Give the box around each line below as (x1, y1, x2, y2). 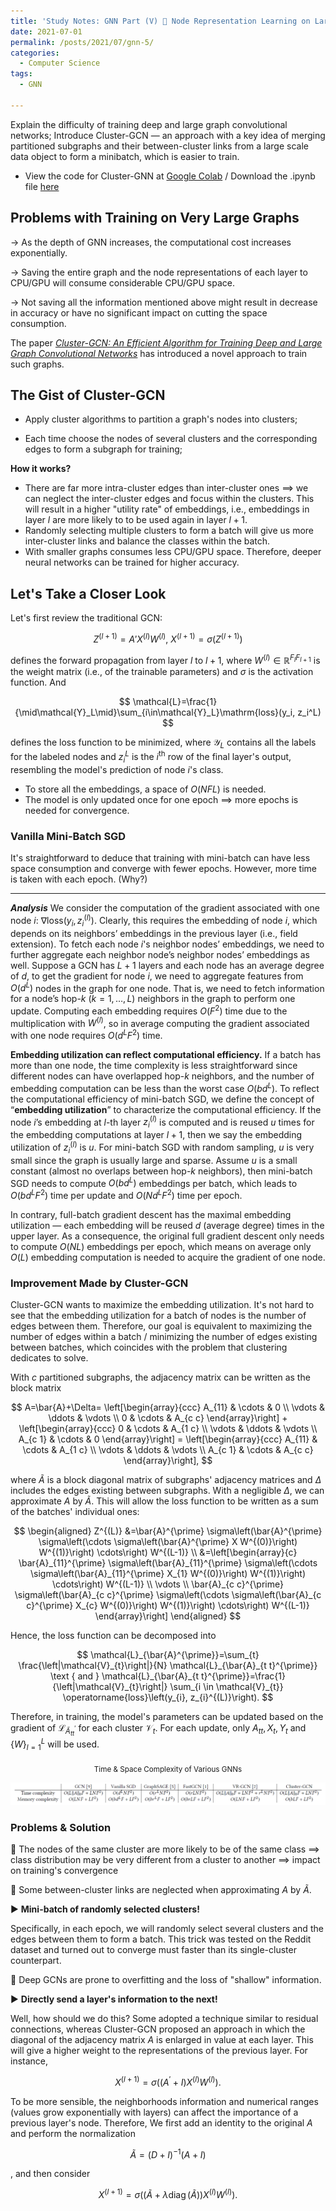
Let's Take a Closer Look (10, 585, 167, 602)
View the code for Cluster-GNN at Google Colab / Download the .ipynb (24, 170, 316, 182)
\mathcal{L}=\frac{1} (132, 695, 218, 707)
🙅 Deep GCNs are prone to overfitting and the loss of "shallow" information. (10, 1973, 322, 1985)
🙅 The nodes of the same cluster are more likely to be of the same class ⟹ (10, 1843, 320, 1855)
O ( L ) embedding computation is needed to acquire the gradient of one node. (10, 1251, 326, 1263)
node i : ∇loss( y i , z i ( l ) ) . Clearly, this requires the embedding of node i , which (10, 913, 318, 929)
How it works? (10, 463, 72, 475)
